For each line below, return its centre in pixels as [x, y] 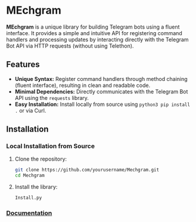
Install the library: [36, 187]
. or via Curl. [30, 110]
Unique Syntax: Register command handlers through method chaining [101, 79]
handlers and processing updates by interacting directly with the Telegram [97, 39]
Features [23, 65]
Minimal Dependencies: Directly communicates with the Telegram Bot [101, 91]
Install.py [28, 198]
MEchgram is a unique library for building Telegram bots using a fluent [93, 27]
